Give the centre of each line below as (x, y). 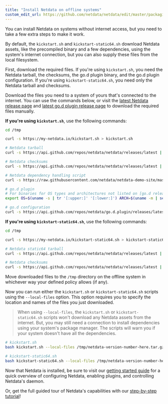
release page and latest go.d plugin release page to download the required (82, 106)
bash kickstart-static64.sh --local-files (50, 361)
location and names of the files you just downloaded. (60, 302)
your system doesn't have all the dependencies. (67, 333)
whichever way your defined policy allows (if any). (57, 282)
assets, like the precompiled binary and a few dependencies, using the (78, 49)
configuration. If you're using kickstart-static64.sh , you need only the (79, 80)
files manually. (20, 111)
